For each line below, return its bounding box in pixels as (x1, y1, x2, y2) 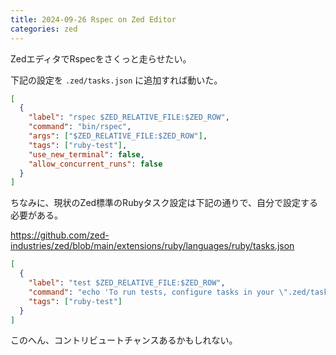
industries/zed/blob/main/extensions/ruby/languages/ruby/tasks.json (10, 240, 295, 252)
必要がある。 (10, 209, 63, 221)
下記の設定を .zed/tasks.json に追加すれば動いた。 (10, 74, 223, 86)
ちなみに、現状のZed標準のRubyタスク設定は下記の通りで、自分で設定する (10, 197, 319, 209)
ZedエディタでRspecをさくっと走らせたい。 (10, 52, 192, 65)
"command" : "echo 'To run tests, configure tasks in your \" (28, 287, 288, 297)
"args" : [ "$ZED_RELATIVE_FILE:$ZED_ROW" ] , (28, 131, 208, 141)
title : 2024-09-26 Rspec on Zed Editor (10, 14, 177, 25)
